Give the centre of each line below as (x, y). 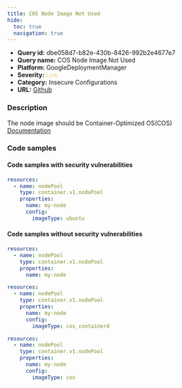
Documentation (29, 130)
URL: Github (35, 90)
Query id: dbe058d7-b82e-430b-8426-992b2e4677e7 (96, 53)
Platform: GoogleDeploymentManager (72, 67)
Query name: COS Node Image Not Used (76, 60)
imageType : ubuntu (58, 218)
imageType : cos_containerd (71, 326)
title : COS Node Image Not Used (54, 14)
